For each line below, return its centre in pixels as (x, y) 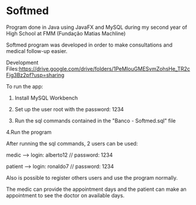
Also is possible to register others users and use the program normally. (92, 177)
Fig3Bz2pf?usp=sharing (35, 75)
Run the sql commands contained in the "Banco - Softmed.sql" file (95, 120)
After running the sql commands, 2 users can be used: (72, 143)
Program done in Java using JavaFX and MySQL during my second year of (97, 27)
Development (22, 62)
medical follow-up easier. (37, 51)
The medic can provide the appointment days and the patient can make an (96, 189)
